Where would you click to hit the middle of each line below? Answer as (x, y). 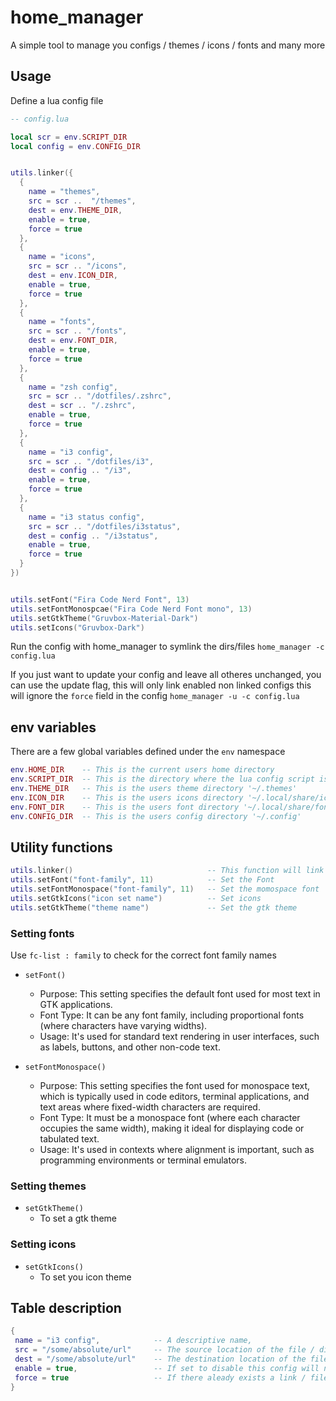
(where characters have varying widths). (123, 1025)
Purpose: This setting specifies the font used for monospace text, (175, 1085)
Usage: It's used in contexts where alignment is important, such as (177, 1149)
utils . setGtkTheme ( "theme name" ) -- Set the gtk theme (154, 907)
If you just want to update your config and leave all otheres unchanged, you (166, 675)
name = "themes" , (64, 192)
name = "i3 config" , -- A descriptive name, (133, 1341)
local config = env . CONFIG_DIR (75, 146)
